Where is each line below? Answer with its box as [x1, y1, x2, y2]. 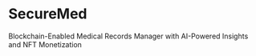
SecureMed [8, 5, 87, 23]
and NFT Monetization [8, 39, 83, 49]
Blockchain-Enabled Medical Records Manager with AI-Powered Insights [8, 31, 249, 41]
